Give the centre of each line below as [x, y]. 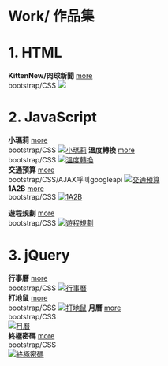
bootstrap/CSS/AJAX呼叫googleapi [65, 180]
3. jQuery [39, 255]
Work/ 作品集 [51, 16]
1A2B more [26, 189]
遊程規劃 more [32, 213]
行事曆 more [28, 278]
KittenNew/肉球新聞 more [50, 76]
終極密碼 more [32, 336]
